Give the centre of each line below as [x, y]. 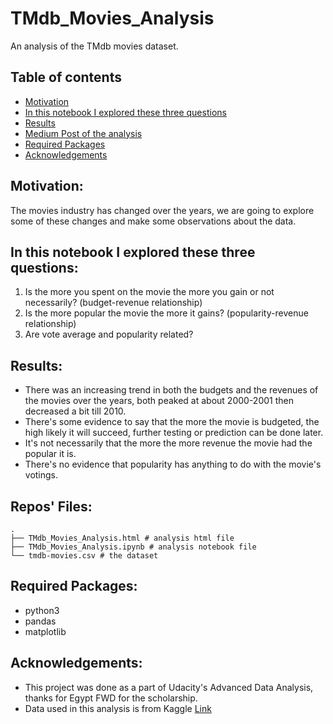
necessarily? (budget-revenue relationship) [113, 303]
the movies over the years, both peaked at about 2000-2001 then [159, 401]
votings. [41, 475]
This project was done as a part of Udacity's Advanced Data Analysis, [169, 687]
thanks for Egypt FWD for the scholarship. [111, 698]
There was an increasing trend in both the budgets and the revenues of [171, 390]
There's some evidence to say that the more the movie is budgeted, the [172, 422]
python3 [42, 610]
